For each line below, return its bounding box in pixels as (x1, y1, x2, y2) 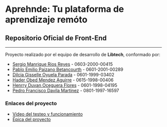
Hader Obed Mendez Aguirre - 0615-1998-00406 (12, 77, 114, 83)
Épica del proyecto (12, 117, 51, 123)
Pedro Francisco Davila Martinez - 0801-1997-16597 (12, 88, 119, 93)
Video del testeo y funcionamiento (12, 111, 83, 117)
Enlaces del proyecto (5, 100, 57, 107)
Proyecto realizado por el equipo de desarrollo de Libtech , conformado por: (5, 52, 161, 58)
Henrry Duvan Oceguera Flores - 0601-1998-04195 (12, 82, 118, 88)
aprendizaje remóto (5, 14, 88, 25)
